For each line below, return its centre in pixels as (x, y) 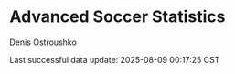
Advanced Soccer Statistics (117, 17)
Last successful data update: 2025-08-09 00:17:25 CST (115, 59)
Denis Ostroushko (43, 42)
